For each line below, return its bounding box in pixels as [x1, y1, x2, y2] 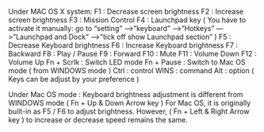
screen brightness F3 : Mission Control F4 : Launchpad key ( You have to [8, 15, 247, 25]
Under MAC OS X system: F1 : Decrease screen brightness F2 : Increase [8, 7, 244, 16]
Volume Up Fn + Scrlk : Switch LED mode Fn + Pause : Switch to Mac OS [8, 57, 246, 67]
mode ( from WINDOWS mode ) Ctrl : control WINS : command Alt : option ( [8, 66, 254, 75]
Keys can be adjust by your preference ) [8, 75, 140, 83]
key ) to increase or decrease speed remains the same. [8, 115, 189, 124]
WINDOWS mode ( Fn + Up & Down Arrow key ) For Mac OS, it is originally [8, 99, 251, 107]
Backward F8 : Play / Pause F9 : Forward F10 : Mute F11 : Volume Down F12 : [8, 49, 257, 58]
